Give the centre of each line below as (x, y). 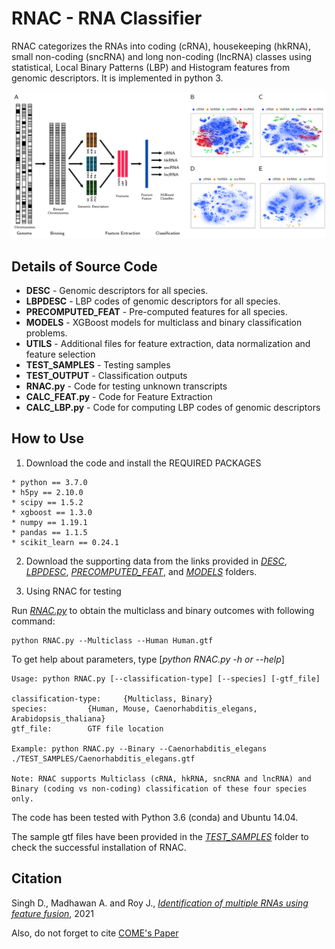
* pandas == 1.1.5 (49, 532)
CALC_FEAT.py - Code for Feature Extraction (119, 397)
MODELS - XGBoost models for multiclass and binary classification (164, 323)
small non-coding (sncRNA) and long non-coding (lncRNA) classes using (161, 56)
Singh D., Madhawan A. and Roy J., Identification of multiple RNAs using (160, 903)
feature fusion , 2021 (52, 913)
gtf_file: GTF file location (87, 728)
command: (33, 621)
